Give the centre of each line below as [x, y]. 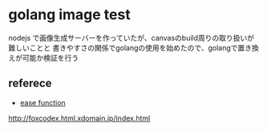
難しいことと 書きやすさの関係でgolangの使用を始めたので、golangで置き [130, 48]
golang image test [69, 15]
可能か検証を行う [50, 58]
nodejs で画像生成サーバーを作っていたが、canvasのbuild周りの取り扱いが [131, 38]
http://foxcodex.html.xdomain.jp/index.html [79, 118]
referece [30, 83]
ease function [42, 102]
